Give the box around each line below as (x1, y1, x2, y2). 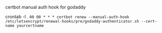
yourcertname (16, 23, 44, 28)
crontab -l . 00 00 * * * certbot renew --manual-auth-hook (5, 14, 130, 19)
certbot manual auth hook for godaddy (5, 4, 86, 10)
